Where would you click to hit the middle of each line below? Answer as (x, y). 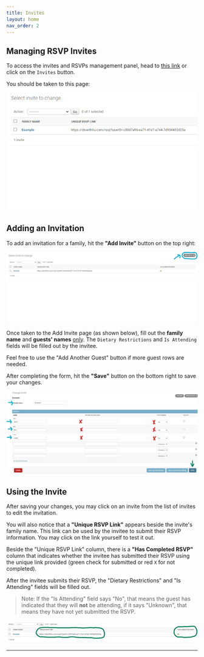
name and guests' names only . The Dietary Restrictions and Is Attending (102, 339)
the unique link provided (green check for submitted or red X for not (90, 562)
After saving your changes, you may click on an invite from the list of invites (101, 506)
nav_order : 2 (23, 26)
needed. (17, 364)
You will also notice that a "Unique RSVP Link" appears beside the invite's (100, 525)
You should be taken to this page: (48, 84)
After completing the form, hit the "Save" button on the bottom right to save (101, 376)
